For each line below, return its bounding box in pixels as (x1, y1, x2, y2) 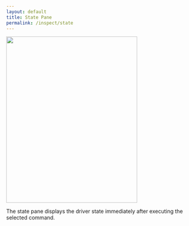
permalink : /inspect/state (6, 20, 74, 26)
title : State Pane (6, 14, 52, 20)
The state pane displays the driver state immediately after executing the (6, 207, 184, 215)
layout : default (6, 8, 47, 15)
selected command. (6, 214, 55, 221)
